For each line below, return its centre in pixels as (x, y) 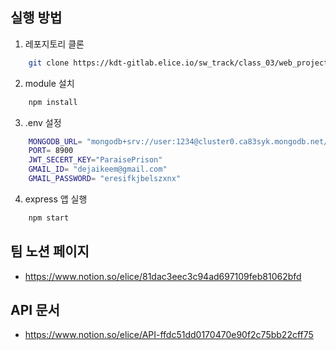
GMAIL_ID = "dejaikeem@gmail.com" (98, 169)
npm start (49, 218)
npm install (53, 102)
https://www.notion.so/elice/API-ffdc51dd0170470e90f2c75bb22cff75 (169, 335)
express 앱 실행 (56, 199)
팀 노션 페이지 (50, 251)
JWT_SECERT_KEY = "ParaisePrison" (95, 160)
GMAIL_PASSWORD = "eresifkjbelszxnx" (105, 179)
